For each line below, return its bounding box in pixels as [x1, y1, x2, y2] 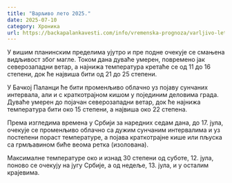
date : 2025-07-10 [7, 17, 57, 23]
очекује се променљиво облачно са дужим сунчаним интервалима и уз [7, 126, 221, 134]
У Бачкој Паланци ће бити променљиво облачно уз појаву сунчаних [7, 83, 209, 91]
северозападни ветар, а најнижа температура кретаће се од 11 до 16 [7, 63, 211, 71]
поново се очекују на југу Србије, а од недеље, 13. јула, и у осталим [7, 161, 209, 169]
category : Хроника [7, 23, 60, 30]
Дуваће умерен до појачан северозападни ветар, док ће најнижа [7, 98, 201, 107]
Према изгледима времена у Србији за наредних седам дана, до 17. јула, [7, 118, 224, 127]
